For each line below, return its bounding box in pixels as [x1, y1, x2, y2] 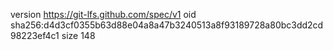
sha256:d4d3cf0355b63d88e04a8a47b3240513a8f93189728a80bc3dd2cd [10, 19, 324, 31]
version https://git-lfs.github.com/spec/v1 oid [10, 9, 197, 20]
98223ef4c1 [10, 30, 60, 41]
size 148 [61, 30, 96, 41]
